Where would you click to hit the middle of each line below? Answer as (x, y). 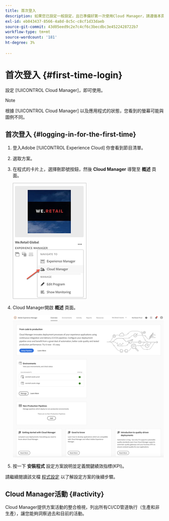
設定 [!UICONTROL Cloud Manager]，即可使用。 (55, 90)
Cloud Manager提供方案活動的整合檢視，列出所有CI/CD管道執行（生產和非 (82, 507)
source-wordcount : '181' (31, 37)
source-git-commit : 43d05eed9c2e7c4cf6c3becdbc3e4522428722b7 (72, 27)
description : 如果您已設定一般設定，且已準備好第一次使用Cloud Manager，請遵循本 (83, 16)
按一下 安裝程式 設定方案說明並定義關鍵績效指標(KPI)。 (69, 466)
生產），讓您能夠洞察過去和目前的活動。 (46, 513)
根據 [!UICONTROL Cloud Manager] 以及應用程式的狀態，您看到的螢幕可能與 (84, 111)
